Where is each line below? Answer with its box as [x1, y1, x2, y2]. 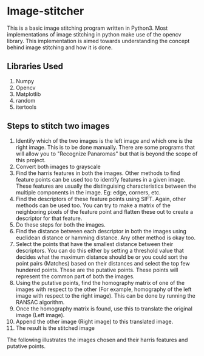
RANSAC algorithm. [15, 298, 65, 306]
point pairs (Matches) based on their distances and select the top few [15, 259, 190, 267]
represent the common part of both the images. [15, 272, 135, 280]
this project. [15, 156, 46, 163]
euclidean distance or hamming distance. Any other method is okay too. [15, 234, 196, 241]
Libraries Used [7, 61, 63, 72]
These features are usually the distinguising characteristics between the [15, 182, 197, 190]
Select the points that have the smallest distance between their [15, 240, 174, 247]
